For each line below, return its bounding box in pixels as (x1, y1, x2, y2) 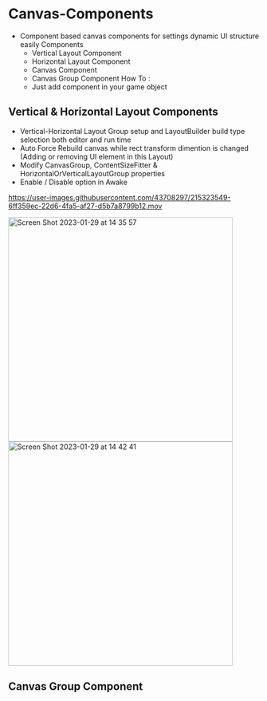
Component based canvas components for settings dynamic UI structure (19, 31, 260, 41)
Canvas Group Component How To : (31, 73, 151, 83)
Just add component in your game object (31, 81, 167, 92)
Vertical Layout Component (31, 48, 122, 57)
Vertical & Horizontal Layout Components (8, 105, 219, 119)
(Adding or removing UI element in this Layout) (19, 152, 174, 161)
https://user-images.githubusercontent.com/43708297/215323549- (8, 192, 231, 202)
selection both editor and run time (19, 135, 132, 144)
